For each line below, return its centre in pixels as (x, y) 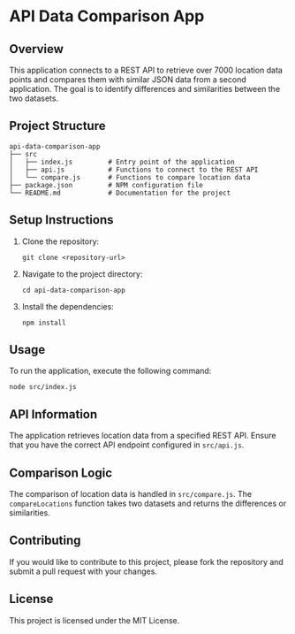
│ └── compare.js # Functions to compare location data (130, 177)
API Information (53, 414)
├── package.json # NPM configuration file (106, 185)
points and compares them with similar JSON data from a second (128, 80)
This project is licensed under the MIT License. (95, 620)
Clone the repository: (61, 241)
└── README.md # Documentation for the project (120, 193)
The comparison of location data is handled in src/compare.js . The (131, 494)
